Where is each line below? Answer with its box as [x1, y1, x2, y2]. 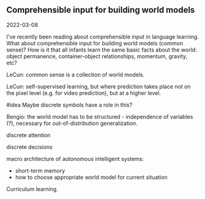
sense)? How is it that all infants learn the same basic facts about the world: [6, 46, 197, 53]
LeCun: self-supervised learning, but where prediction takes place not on [6, 83, 191, 90]
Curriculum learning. [6, 185, 58, 192]
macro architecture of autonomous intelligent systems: [6, 155, 144, 162]
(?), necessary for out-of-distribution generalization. [6, 119, 138, 127]
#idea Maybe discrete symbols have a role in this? [6, 101, 133, 108]
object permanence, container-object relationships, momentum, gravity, [6, 52, 188, 60]
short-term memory [15, 167, 65, 174]
